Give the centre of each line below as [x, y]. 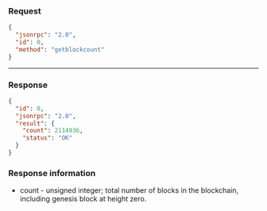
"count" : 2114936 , [53, 131]
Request [25, 11]
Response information [52, 173]
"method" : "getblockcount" [60, 49]
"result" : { [35, 123]
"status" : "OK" [48, 138]
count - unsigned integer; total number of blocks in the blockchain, [129, 190]
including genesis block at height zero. [83, 199]
